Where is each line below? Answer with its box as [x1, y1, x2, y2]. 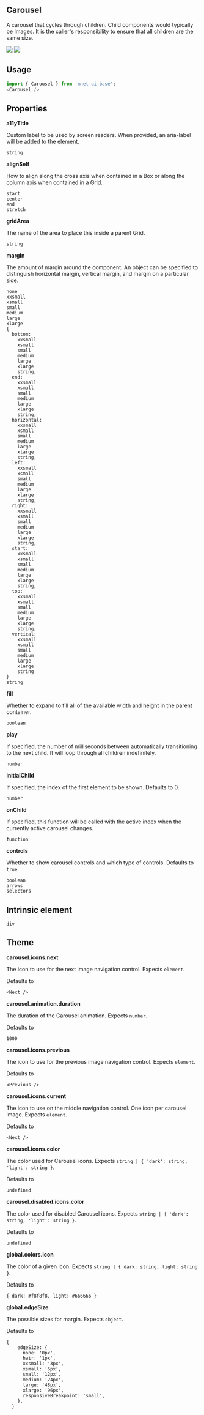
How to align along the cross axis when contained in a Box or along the [6, 173, 185, 180]
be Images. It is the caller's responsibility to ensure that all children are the [6, 28, 194, 35]
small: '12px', [22, 1371, 62, 1377]
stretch [6, 207, 26, 213]
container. [6, 708, 32, 716]
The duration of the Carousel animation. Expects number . [6, 1012, 148, 1019]
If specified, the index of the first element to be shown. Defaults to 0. [6, 784, 180, 791]
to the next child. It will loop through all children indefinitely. [6, 749, 156, 757]
